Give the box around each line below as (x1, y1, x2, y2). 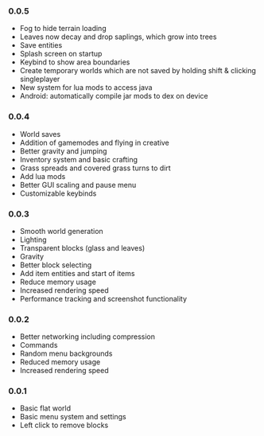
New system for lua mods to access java (19, 83, 153, 92)
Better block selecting (19, 260, 92, 270)
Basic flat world (19, 403, 72, 413)
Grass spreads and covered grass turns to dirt (19, 163, 171, 173)
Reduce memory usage (19, 277, 97, 286)
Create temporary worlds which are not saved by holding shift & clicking (19, 66, 257, 76)
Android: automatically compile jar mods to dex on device (19, 91, 208, 101)
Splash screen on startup (19, 49, 103, 59)
